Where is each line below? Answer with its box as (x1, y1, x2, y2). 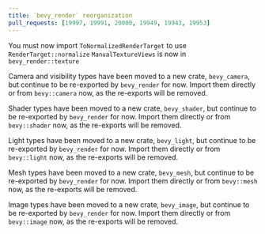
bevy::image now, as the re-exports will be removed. (8, 217, 179, 226)
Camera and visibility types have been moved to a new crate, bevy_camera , (8, 71, 251, 81)
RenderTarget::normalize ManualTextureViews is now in (8, 49, 187, 58)
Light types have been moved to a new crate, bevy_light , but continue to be (8, 135, 256, 145)
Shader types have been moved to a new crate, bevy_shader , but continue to (8, 104, 257, 113)
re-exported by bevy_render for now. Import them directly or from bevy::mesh (8, 175, 258, 186)
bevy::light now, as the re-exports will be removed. (8, 152, 179, 162)
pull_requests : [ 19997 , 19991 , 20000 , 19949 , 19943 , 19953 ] (8, 19, 211, 27)
